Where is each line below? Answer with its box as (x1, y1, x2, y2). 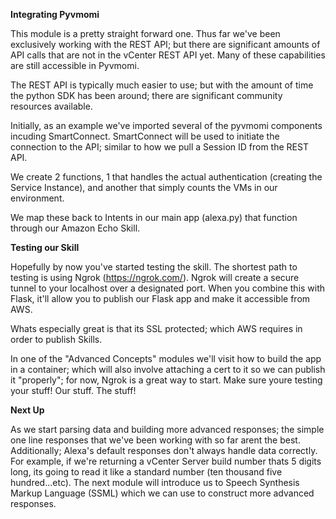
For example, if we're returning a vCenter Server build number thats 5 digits (10, 455, 322, 467)
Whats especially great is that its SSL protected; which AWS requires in (10, 323, 303, 334)
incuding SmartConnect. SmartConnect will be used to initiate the (10, 130, 280, 142)
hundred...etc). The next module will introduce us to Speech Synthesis (10, 477, 300, 488)
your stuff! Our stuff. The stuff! (10, 385, 137, 396)
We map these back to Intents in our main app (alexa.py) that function (10, 212, 298, 223)
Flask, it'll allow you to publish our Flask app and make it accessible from (10, 293, 311, 304)
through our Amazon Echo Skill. (10, 222, 141, 234)
